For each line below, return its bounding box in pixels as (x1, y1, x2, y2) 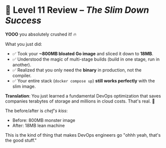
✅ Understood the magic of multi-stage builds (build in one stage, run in (12, 56, 160, 62)
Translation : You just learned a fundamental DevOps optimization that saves (5, 93, 161, 99)
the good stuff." (5, 137, 37, 143)
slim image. (12, 83, 36, 89)
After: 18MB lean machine (12, 122, 65, 128)
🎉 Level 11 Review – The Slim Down (5, 4, 150, 16)
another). (12, 62, 31, 68)
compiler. (12, 73, 32, 78)
